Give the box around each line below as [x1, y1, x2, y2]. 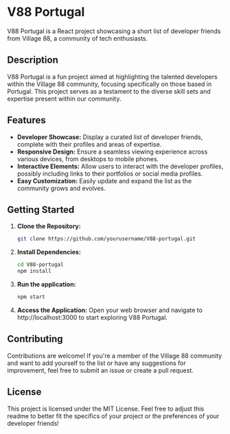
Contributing [7, 333, 63, 345]
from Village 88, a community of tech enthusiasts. [7, 34, 148, 42]
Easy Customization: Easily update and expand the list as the [16, 176, 192, 185]
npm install [16, 268, 51, 275]
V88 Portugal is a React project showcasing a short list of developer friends [7, 27, 221, 35]
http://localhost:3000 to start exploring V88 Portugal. [16, 313, 168, 321]
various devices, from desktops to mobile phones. [16, 154, 159, 163]
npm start [16, 293, 46, 300]
